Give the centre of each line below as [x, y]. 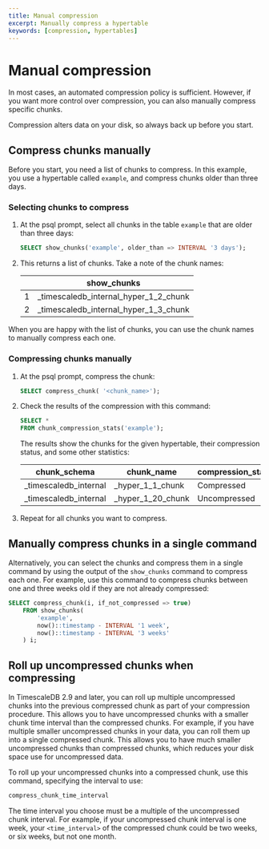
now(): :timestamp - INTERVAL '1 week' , [104, 625]
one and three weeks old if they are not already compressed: [109, 588]
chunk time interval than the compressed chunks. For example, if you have [131, 723]
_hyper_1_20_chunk [152, 499]
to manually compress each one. [62, 338]
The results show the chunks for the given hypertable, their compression [140, 444]
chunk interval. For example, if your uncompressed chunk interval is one [127, 819]
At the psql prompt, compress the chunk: [87, 376]
